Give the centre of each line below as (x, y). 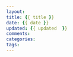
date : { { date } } (28, 23)
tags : (13, 45)
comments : (18, 34)
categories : (21, 39)
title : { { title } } (30, 17)
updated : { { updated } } (37, 28)
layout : (16, 12)
